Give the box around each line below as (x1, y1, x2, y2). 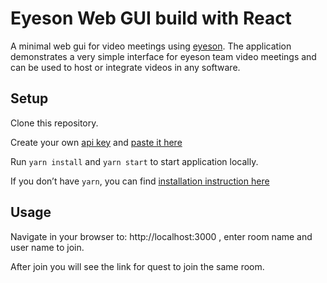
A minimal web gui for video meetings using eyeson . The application (10, 40, 292, 52)
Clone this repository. (10, 117, 99, 129)
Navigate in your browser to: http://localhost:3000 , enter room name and (10, 230, 313, 242)
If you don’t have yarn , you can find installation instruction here (10, 175, 270, 187)
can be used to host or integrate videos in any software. (10, 61, 241, 73)
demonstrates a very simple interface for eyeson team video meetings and (10, 50, 317, 62)
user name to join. (10, 241, 85, 253)
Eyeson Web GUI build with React (10, 7, 292, 30)
